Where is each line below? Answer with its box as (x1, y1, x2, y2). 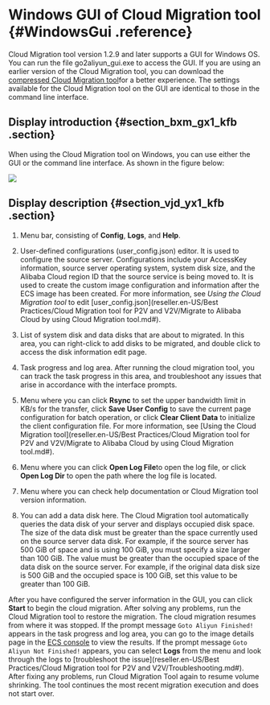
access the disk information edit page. (19, 347, 147, 357)
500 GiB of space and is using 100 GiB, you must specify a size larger (19, 545, 251, 555)
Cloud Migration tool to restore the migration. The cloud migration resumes (8, 612, 256, 621)
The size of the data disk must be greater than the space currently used (19, 527, 259, 537)
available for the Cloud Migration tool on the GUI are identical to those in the (8, 83, 260, 93)
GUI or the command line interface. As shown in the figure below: (8, 158, 225, 167)
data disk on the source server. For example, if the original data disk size (19, 562, 261, 571)
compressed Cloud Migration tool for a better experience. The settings (8, 75, 240, 85)
